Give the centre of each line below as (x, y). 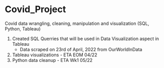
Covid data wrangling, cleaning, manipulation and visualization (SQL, (77, 23)
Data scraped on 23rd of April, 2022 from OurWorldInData (81, 49)
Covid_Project (36, 9)
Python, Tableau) (23, 28)
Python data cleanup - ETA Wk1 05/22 (52, 60)
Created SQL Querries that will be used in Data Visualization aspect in (86, 39)
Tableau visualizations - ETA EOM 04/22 (55, 55)
